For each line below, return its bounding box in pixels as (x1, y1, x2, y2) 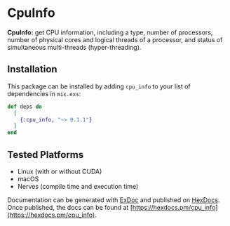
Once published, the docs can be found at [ (7, 203, 133, 211)
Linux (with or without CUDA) (17, 167, 102, 175)
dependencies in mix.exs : (7, 89, 81, 98)
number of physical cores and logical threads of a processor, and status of (7, 35, 223, 44)
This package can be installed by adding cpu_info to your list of (7, 82, 191, 91)
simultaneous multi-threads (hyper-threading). (7, 43, 142, 51)
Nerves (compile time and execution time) (17, 182, 139, 190)
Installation (7, 63, 57, 75)
